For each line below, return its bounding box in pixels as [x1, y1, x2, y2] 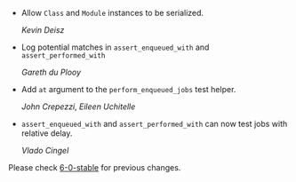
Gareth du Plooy [20, 67, 82, 77]
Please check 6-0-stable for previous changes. [8, 162, 181, 172]
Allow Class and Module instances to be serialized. [20, 8, 204, 18]
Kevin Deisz [20, 25, 65, 35]
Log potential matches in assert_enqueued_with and [20, 42, 210, 52]
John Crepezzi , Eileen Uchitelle [20, 101, 136, 112]
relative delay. [20, 128, 73, 138]
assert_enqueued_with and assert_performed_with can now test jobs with [20, 119, 288, 129]
